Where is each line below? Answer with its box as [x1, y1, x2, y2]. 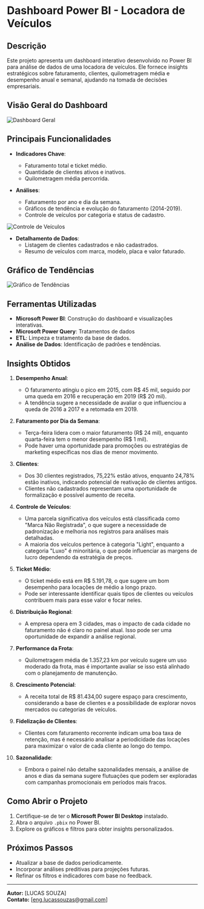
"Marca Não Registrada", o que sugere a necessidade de [24, 522, 167, 529]
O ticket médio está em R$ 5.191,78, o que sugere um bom [24, 577, 169, 585]
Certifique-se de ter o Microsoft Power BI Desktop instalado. [15, 812, 169, 820]
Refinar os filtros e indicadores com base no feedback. [15, 872, 153, 879]
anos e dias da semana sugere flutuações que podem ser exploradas [24, 772, 197, 780]
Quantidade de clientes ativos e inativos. [24, 168, 126, 175]
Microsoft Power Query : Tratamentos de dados [15, 328, 135, 335]
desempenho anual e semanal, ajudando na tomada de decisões [7, 77, 168, 83]
